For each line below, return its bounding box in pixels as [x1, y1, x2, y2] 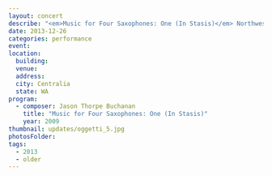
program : [8, 95, 38, 103]
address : [15, 72, 45, 80]
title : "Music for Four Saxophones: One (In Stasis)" [23, 110, 208, 118]
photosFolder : [8, 132, 57, 140]
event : [8, 42, 31, 50]
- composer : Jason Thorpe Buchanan [15, 102, 136, 110]
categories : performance [8, 34, 92, 43]
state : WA [15, 87, 49, 96]
